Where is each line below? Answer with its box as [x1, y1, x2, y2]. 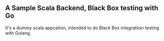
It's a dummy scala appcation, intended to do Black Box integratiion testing [5, 25, 159, 31]
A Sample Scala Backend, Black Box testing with [5, 4, 158, 12]
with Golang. [5, 30, 31, 36]
